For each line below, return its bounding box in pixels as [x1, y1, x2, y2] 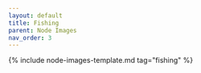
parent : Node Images [8, 26, 78, 34]
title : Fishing [8, 19, 59, 27]
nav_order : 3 [8, 33, 52, 42]
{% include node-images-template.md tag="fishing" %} [8, 56, 194, 65]
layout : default [8, 11, 63, 20]
